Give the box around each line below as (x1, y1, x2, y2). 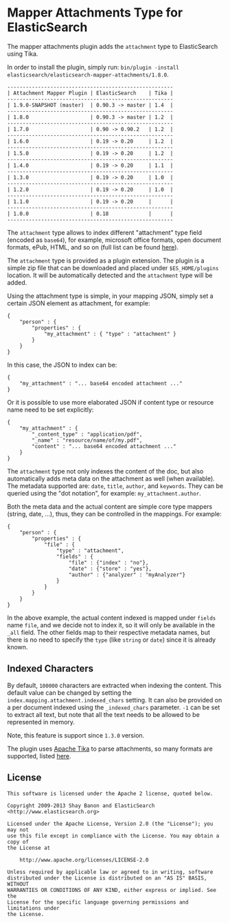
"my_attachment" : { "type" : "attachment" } (43, 330, 176, 337)
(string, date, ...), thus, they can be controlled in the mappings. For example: (7, 509, 222, 518)
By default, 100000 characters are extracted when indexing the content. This (7, 681, 222, 689)
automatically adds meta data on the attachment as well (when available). (7, 474, 215, 483)
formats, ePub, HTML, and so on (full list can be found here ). (7, 243, 179, 251)
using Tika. (7, 50, 38, 58)
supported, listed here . (7, 751, 71, 760)
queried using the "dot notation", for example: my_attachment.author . (7, 489, 201, 497)
